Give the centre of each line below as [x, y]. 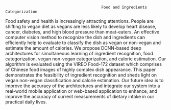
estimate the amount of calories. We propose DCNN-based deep [73, 48]
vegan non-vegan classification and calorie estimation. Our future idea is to [84, 80]
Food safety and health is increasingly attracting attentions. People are [80, 21]
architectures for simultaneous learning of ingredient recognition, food [79, 53]
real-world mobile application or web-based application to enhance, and [81, 91]
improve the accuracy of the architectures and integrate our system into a [83, 86]
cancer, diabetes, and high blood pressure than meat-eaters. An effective [82, 32]
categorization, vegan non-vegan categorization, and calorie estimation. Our [86, 59]
